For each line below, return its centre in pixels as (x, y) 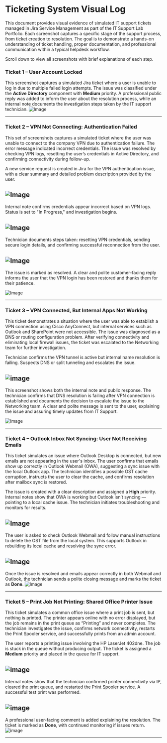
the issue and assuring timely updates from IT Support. (61, 411)
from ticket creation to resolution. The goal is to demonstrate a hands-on (80, 39)
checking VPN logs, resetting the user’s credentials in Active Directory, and (82, 153)
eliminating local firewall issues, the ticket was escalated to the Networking (82, 343)
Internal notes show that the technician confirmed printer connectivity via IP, (83, 682)
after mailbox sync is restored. (36, 482)
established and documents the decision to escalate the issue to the (75, 401)
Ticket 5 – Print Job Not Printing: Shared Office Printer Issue (79, 602)
